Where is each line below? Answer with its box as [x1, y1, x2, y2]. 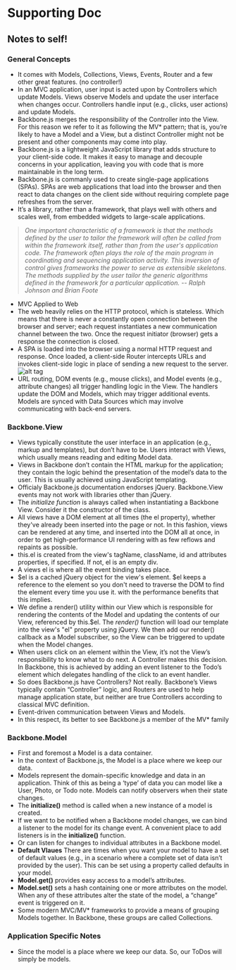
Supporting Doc [7, 5, 102, 21]
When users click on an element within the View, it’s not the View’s [17, 648, 211, 656]
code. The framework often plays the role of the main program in [24, 248, 213, 257]
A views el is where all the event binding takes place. [17, 565, 171, 574]
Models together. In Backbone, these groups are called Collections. [17, 914, 213, 922]
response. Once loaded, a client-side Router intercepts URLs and [17, 352, 206, 360]
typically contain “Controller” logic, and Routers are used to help [17, 685, 205, 694]
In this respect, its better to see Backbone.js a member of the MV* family [17, 716, 229, 724]
